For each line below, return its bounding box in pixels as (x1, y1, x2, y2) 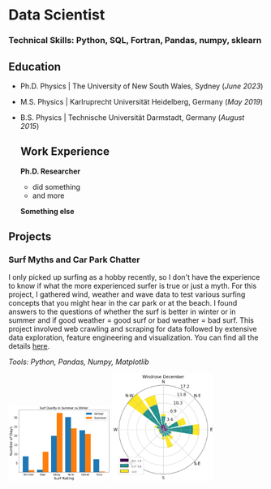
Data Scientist (8, 6, 105, 24)
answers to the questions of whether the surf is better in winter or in (8, 307, 237, 317)
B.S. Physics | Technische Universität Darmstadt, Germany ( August (19, 112, 245, 122)
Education (8, 59, 62, 74)
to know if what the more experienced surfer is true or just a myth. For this (8, 281, 257, 291)
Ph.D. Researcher (19, 166, 81, 176)
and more (32, 191, 65, 200)
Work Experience (19, 144, 110, 159)
